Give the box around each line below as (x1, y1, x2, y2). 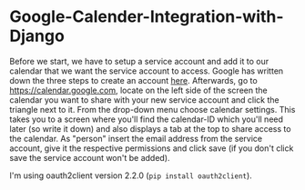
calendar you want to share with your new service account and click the (9, 94, 280, 105)
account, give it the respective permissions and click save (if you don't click (9, 143, 294, 154)
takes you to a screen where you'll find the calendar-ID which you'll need (9, 114, 284, 125)
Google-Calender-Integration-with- (9, 6, 284, 27)
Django (9, 25, 66, 46)
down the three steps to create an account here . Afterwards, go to (9, 75, 258, 85)
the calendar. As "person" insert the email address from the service (9, 133, 262, 144)
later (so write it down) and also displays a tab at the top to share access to (9, 123, 291, 134)
